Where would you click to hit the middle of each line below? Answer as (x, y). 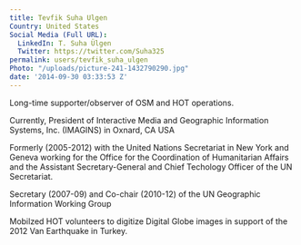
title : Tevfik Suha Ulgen (58, 18)
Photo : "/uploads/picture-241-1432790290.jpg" (99, 69)
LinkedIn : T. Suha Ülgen (65, 43)
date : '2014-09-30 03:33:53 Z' (69, 77)
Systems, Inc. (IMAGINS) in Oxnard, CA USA (92, 130)
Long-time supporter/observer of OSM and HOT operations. (122, 103)
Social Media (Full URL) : (58, 34)
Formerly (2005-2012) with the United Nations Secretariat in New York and (149, 147)
